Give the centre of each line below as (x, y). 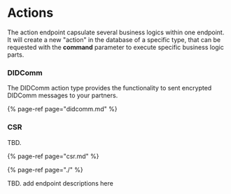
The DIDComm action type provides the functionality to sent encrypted (110, 88)
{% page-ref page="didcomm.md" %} (62, 109)
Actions (30, 13)
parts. (16, 55)
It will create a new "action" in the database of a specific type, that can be (114, 39)
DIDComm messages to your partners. (63, 95)
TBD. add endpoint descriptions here (60, 183)
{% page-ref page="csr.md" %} (53, 156)
